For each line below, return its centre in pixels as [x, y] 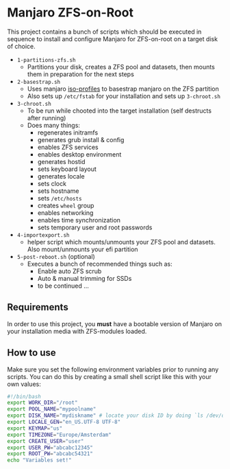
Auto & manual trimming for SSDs [85, 278]
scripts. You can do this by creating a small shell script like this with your [110, 376]
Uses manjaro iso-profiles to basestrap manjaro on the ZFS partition [123, 89]
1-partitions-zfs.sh [46, 60]
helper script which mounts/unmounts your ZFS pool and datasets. [121, 242]
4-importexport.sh [43, 235]
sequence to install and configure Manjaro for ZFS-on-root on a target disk [112, 38]
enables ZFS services [68, 147]
